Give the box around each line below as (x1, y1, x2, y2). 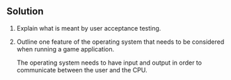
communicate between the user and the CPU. (16, 65, 148, 74)
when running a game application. (16, 45, 115, 53)
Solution (6, 6, 44, 17)
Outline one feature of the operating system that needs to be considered (16, 38, 225, 46)
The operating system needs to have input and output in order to (16, 58, 202, 67)
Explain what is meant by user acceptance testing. (16, 24, 161, 32)
